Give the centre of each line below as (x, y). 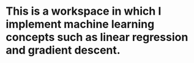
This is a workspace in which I (84, 11)
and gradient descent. (63, 50)
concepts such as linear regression (97, 37)
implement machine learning (80, 24)
